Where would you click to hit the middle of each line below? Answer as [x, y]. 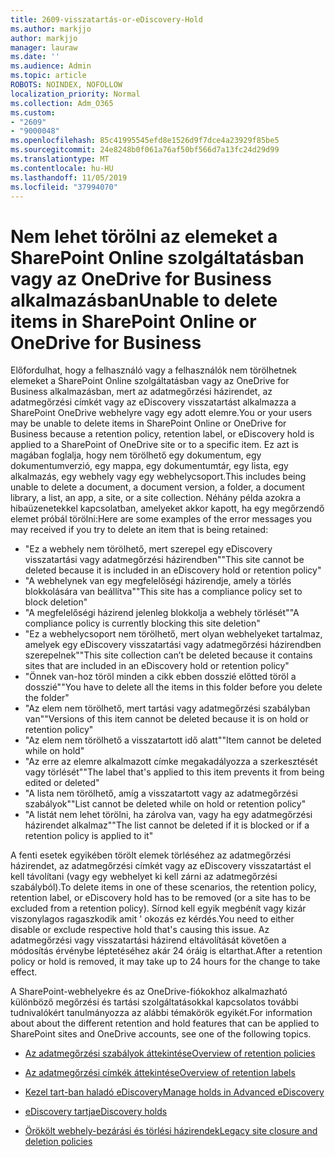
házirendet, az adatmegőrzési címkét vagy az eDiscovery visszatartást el [161, 866]
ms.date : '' [35, 57]
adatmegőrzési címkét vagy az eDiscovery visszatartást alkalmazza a [153, 402]
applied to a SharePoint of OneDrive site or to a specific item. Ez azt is [154, 445]
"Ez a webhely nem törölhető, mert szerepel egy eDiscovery [148, 549]
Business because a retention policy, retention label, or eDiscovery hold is [162, 434]
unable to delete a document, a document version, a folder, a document [157, 487]
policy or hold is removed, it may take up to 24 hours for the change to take [165, 962]
